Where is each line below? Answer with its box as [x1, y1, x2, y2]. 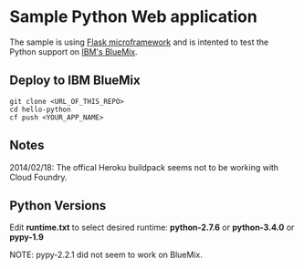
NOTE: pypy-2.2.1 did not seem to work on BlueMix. [9, 249, 203, 261]
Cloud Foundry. [9, 171, 68, 182]
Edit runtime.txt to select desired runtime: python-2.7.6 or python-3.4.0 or [9, 222, 295, 233]
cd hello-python [9, 105, 71, 114]
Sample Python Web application [9, 6, 257, 27]
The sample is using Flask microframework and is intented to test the [9, 36, 269, 47]
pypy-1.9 [9, 232, 44, 243]
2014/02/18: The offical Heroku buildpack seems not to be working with [9, 161, 279, 172]
